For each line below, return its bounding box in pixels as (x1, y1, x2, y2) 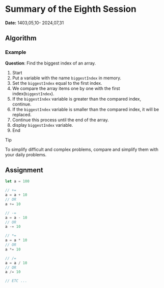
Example (5, 49, 27, 56)
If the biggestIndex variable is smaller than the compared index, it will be (12, 106, 159, 112)
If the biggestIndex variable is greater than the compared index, (12, 96, 141, 102)
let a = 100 (5, 179, 29, 184)
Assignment (5, 166, 43, 175)
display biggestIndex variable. (12, 122, 73, 128)
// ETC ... (5, 279, 27, 284)
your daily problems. (5, 151, 47, 157)
